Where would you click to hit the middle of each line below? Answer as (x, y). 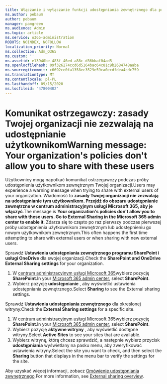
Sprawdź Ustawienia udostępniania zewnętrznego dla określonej (73, 304)
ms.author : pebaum (24, 14)
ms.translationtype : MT (30, 75)
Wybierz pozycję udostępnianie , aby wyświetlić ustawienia (74, 284)
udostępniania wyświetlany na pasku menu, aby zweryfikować (77, 345)
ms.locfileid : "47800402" (32, 88)
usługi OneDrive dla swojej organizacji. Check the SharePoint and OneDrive (83, 258)
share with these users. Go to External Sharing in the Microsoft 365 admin (83, 217)
